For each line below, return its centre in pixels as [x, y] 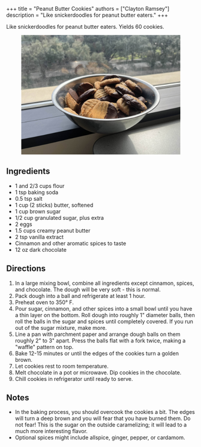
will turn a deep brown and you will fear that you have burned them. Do [103, 418]
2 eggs [23, 224]
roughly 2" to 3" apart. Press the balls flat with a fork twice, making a [100, 340]
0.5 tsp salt [29, 198]
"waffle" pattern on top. [44, 347]
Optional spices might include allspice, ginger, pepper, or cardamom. [100, 437]
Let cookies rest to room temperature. [62, 366]
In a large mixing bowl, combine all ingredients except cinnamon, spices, [104, 283]
